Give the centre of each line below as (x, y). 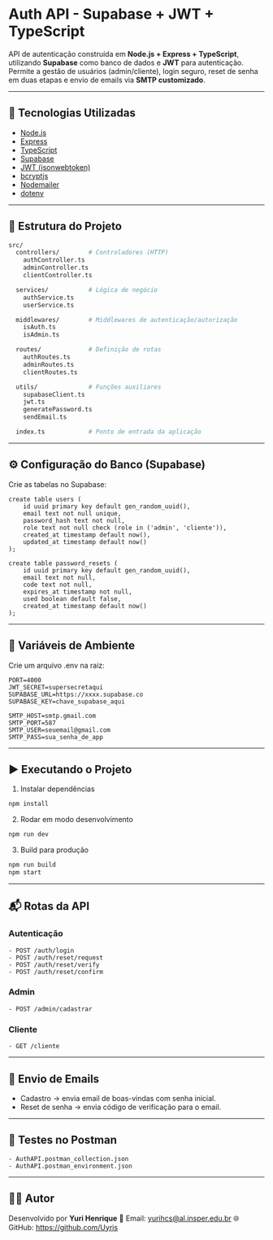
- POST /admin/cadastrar (50, 1009)
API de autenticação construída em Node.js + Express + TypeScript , (124, 54)
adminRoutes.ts (49, 364)
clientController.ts (58, 276)
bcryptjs (34, 176)
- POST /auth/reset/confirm (56, 972)
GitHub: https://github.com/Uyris (63, 1227)
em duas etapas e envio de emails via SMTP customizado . (107, 80)
